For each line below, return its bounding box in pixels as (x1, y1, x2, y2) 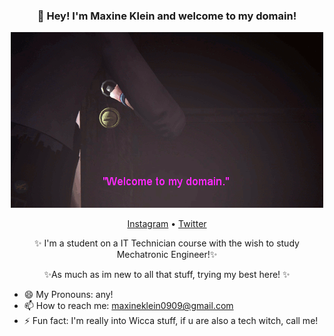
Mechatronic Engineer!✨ (116, 249, 218, 261)
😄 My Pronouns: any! (23, 289, 114, 301)
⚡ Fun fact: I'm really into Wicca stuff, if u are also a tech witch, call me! (23, 315, 319, 327)
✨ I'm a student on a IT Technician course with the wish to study (34, 237, 300, 249)
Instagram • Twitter (127, 218, 207, 230)
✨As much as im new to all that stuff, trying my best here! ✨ (43, 269, 291, 281)
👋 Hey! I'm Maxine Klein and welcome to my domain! (37, 9, 297, 23)
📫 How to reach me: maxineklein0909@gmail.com (23, 300, 234, 312)
